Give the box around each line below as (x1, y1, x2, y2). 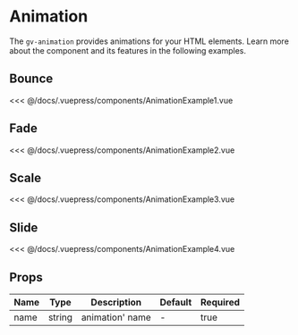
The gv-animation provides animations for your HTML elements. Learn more (9, 36, 289, 46)
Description (90, 297, 142, 308)
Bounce (9, 71, 54, 87)
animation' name (81, 311, 151, 323)
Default (159, 297, 192, 308)
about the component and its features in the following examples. (9, 45, 247, 55)
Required (200, 297, 240, 308)
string (47, 311, 73, 323)
